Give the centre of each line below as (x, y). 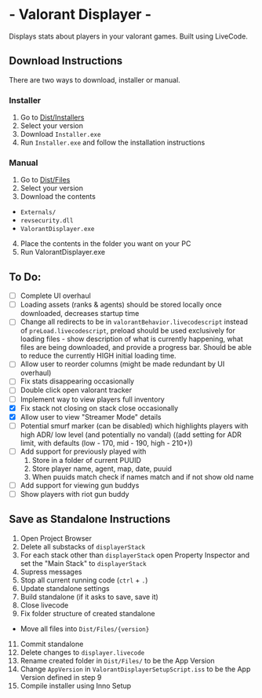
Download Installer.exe (60, 134)
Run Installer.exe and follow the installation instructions (113, 142)
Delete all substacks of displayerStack (83, 546)
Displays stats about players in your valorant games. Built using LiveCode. (128, 36)
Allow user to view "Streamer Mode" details (91, 417)
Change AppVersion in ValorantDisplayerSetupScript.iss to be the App (135, 669)
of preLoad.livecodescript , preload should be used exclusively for (128, 331)
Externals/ (38, 213)
